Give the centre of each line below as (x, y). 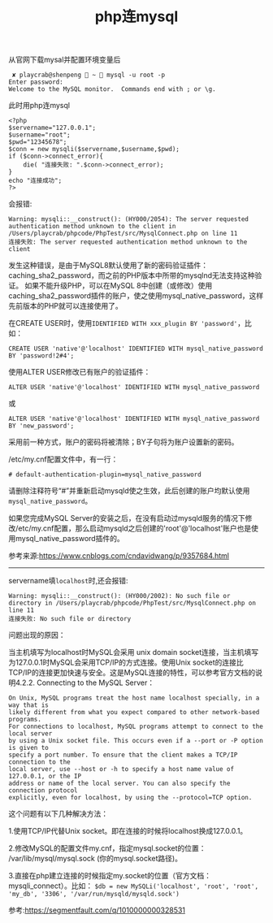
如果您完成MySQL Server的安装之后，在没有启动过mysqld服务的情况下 (127, 518)
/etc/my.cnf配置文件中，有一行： (63, 459)
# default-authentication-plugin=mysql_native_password (105, 475)
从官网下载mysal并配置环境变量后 (65, 60)
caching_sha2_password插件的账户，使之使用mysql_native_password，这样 (136, 296)
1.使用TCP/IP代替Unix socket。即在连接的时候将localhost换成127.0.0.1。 (128, 831)
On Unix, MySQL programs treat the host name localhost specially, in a (134, 698)
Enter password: (36, 82)
